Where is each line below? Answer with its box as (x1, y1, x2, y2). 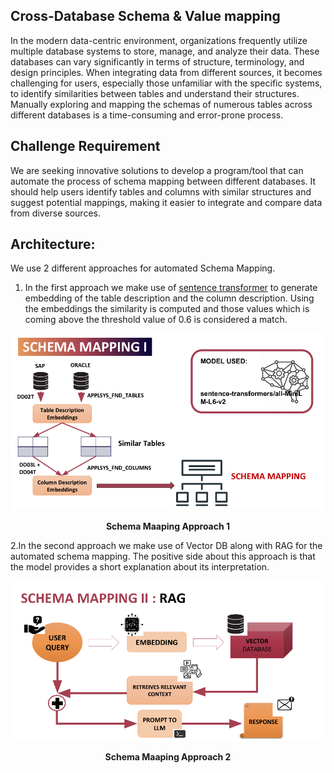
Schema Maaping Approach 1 (105, 520, 231, 532)
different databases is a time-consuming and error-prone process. (10, 109, 284, 121)
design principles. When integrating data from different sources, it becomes (10, 66, 323, 78)
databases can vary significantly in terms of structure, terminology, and (10, 55, 305, 68)
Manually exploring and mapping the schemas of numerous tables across (10, 98, 313, 110)
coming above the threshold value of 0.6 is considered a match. (24, 314, 288, 326)
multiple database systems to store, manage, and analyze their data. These (10, 45, 320, 57)
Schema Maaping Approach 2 (104, 751, 232, 763)
